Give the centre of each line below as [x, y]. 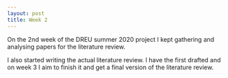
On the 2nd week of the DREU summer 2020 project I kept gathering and [111, 39]
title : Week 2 [28, 20]
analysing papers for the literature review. [66, 47]
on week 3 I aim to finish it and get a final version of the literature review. [111, 67]
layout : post [26, 13]
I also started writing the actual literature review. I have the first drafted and [114, 60]
